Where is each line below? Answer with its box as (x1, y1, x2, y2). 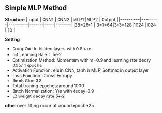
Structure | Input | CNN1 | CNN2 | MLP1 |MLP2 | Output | (5, 16, 118, 22)
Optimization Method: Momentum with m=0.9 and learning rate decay (12, 57, 151, 63)
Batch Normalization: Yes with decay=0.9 (12, 88, 94, 94)
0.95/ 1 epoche (12, 62, 42, 68)
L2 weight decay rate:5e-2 (12, 93, 65, 99)
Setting (5, 36, 20, 42)
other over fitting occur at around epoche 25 (5, 102, 94, 108)
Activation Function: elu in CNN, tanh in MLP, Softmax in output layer (12, 67, 149, 73)
